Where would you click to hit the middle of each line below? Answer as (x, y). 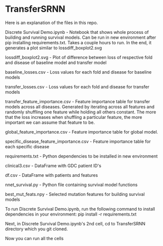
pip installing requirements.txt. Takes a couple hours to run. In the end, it (78, 42)
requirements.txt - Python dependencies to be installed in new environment (81, 156)
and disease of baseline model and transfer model (56, 62)
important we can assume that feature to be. (50, 122)
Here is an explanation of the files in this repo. (52, 23)
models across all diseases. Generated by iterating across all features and (80, 107)
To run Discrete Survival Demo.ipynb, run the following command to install (80, 209)
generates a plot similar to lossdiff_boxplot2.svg (54, 48)
